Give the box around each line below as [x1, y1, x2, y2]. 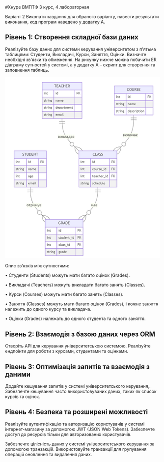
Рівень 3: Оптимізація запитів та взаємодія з [5, 362, 150, 371]
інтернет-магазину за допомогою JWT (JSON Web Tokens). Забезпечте [5, 426, 155, 432]
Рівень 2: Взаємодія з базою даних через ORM [5, 330, 156, 338]
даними [5, 370, 31, 378]
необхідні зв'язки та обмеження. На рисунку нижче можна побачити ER [5, 57, 157, 62]
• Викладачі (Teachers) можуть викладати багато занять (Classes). [5, 282, 145, 288]
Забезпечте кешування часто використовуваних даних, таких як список [5, 388, 157, 395]
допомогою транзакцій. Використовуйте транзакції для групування [5, 446, 147, 452]
